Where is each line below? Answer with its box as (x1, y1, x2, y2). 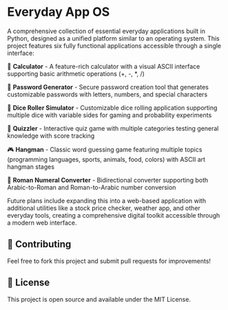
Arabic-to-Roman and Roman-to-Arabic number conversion (7, 183, 176, 192)
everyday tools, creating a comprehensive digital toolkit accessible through (7, 211, 220, 219)
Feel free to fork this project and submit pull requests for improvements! (7, 256, 211, 265)
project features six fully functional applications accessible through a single (7, 41, 222, 50)
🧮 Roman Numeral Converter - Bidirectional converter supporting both (7, 176, 209, 184)
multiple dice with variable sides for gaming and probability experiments (7, 111, 212, 119)
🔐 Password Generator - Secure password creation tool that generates (7, 83, 209, 91)
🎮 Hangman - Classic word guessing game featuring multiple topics (7, 145, 203, 154)
